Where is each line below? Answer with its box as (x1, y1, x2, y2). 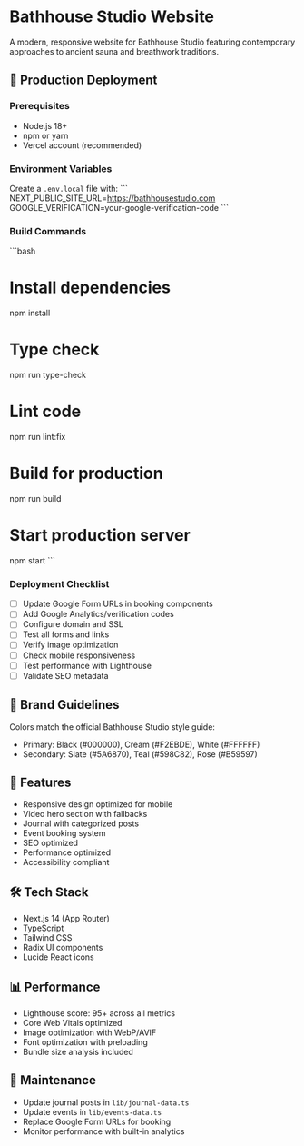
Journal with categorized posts (22, 818, 139, 829)
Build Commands (9, 224, 87, 237)
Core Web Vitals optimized (22, 1017, 123, 1028)
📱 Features (9, 774, 72, 790)
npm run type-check (9, 370, 86, 381)
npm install (9, 307, 51, 319)
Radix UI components (22, 942, 103, 953)
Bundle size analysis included (22, 1046, 134, 1057)
